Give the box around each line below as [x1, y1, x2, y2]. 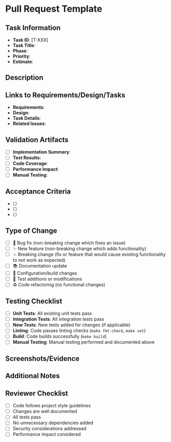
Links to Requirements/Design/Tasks [5, 90, 126, 100]
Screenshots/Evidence [5, 354, 80, 363]
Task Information [5, 23, 61, 32]
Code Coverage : [12, 160, 48, 166]
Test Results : [12, 155, 41, 161]
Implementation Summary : [12, 149, 71, 155]
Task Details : [12, 115, 41, 121]
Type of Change [5, 226, 57, 235]
